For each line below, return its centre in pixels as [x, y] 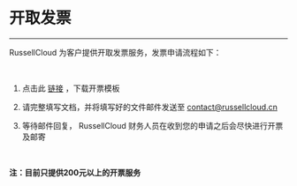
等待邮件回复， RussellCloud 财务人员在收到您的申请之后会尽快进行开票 [152, 125]
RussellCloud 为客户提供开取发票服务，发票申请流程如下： [115, 52]
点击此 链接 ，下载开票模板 [71, 88]
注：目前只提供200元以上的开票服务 [75, 172]
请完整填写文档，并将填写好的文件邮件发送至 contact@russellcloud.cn [150, 107]
